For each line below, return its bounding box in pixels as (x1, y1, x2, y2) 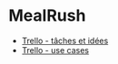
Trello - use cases (21, 44, 90, 55)
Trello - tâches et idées (21, 35, 109, 46)
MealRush (8, 5, 86, 26)
